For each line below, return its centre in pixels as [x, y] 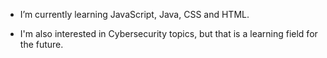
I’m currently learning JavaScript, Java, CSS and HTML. [134, 14]
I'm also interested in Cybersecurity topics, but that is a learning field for [168, 33]
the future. [41, 44]
